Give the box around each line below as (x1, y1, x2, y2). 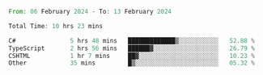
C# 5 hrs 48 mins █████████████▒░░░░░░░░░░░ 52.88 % (8, 36, 255, 44)
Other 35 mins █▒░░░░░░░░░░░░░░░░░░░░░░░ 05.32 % (8, 59, 255, 68)
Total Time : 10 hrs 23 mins (8, 22, 104, 30)
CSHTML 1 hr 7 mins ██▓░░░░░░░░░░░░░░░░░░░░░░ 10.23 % (8, 52, 255, 60)
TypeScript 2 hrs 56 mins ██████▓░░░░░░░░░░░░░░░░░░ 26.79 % (8, 44, 255, 52)
